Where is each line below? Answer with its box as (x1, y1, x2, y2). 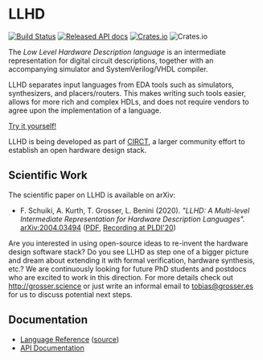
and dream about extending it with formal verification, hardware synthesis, (8, 255, 255, 265)
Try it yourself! (8, 121, 57, 130)
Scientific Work (8, 168, 88, 182)
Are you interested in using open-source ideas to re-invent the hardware (8, 238, 249, 248)
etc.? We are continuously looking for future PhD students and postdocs (8, 263, 247, 274)
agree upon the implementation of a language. (8, 106, 162, 115)
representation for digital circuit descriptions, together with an (8, 56, 214, 65)
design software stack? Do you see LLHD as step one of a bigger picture (8, 246, 249, 256)
